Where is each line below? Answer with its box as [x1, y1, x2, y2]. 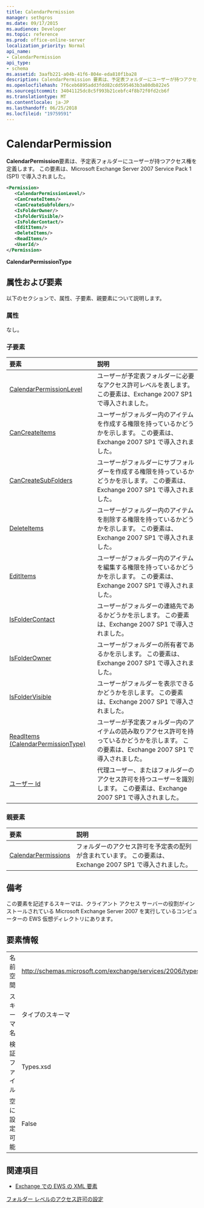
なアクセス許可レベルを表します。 [97, 381, 194, 390]
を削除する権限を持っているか [97, 515, 182, 524]
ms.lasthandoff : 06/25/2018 [6, 105, 78, 111]
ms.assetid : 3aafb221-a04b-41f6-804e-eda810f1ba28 [6, 71, 137, 77]
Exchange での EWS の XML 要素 [15, 1182, 98, 1190]
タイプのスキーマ [21, 1011, 71, 1019]
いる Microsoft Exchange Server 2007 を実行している [43, 908, 177, 915]
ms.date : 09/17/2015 [6, 20, 59, 26]
